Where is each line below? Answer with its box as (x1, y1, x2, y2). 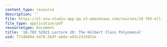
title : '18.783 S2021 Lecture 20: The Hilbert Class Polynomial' (5, 30, 143, 35)
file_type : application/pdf (5, 21, 64, 26)
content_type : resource (5, 7, 55, 12)
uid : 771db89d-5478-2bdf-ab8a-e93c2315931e (5, 35, 97, 40)
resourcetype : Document (5, 25, 55, 30)
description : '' (5, 12, 39, 17)
